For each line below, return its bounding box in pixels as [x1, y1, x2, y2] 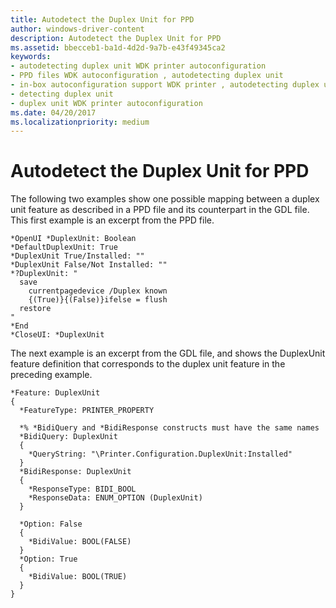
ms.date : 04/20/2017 [10, 107, 97, 118]
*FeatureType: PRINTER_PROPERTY [19, 406, 155, 416]
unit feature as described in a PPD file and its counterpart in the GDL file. [10, 204, 310, 216]
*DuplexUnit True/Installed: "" [10, 251, 145, 261]
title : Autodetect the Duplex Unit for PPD [10, 14, 195, 25]
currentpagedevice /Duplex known [28, 286, 168, 296]
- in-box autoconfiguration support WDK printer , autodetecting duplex [10, 80, 320, 90]
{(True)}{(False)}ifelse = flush [28, 295, 168, 305]
